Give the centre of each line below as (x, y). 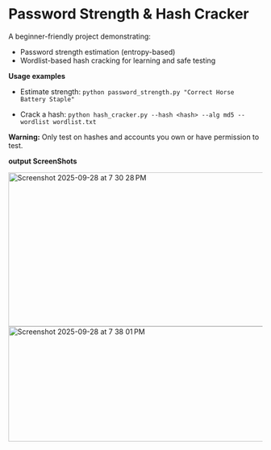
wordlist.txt (75, 122)
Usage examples (37, 76)
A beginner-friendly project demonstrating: (80, 36)
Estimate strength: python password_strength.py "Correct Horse (127, 91)
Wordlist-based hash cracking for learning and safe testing (118, 60)
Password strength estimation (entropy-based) (98, 52)
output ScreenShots (43, 161)
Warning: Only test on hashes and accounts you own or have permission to (134, 137)
